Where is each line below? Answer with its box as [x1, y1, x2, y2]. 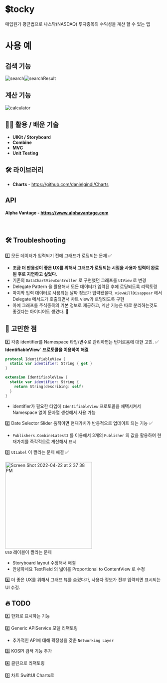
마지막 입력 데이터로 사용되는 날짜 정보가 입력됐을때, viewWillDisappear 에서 [12, 289, 163, 295]
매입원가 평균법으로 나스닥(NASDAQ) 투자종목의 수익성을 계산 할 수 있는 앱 [5, 21, 151, 27]
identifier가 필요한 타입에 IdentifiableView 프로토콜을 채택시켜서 [12, 403, 141, 409]
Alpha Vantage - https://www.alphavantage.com [5, 210, 109, 216]
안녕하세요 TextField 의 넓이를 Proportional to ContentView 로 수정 [12, 566, 146, 572]
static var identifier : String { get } [9, 361, 93, 366]
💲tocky [5, 3, 35, 15]
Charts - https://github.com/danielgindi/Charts [12, 181, 109, 187]
